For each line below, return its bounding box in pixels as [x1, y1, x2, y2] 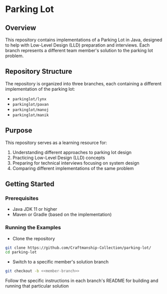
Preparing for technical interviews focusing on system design [12, 160, 139, 166]
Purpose [5, 126, 33, 135]
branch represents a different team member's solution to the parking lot [5, 48, 153, 53]
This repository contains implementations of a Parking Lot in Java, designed [5, 37, 162, 43]
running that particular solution [5, 283, 69, 289]
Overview [5, 24, 37, 32]
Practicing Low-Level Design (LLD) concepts [12, 155, 105, 161]
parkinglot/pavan [12, 102, 49, 107]
